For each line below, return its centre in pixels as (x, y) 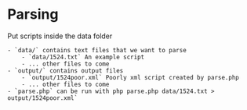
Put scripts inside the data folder (60, 36)
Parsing (33, 14)
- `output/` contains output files (65, 71)
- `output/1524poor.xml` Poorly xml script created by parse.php (131, 77)
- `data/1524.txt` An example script (83, 57)
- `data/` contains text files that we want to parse (97, 50)
